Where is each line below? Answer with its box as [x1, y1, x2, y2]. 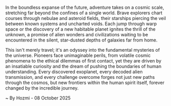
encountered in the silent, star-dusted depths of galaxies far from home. [5, 37, 158, 43]
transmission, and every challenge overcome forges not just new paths [5, 74, 155, 80]
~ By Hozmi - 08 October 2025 [5, 95, 71, 101]
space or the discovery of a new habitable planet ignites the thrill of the [5, 26, 156, 32]
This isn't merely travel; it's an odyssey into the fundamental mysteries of [5, 47, 160, 53]
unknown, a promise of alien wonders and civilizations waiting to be [5, 32, 148, 37]
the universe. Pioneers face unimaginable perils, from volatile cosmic [5, 52, 151, 58]
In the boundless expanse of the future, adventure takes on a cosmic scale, [5, 5, 164, 10]
